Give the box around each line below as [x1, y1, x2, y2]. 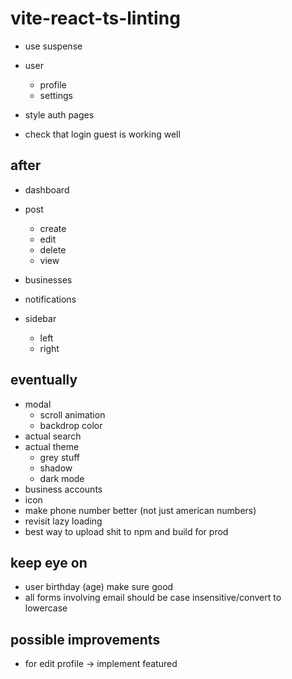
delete [39, 243, 67, 256]
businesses [24, 273, 73, 286]
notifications [24, 293, 77, 305]
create [39, 222, 67, 234]
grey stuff [39, 451, 80, 463]
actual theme [24, 440, 80, 452]
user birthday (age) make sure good [24, 581, 174, 593]
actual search [24, 430, 82, 442]
